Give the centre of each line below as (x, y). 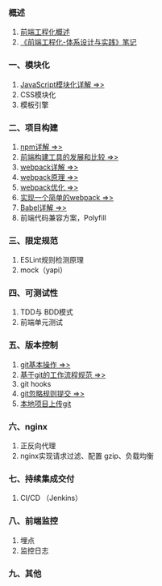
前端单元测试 (41, 323)
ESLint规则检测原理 (52, 260)
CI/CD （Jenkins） (51, 498)
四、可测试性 (33, 293)
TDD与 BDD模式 (47, 312)
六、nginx (28, 426)
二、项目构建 (33, 127)
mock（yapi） (43, 270)
